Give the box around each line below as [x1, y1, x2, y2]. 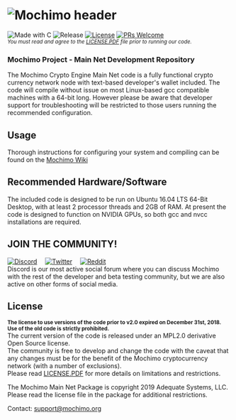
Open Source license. [7, 339, 71, 348]
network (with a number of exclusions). [7, 362, 122, 370]
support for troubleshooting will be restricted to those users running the [7, 101, 217, 109]
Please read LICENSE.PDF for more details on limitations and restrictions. [7, 370, 221, 378]
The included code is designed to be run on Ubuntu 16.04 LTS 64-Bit [7, 195, 208, 203]
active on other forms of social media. [7, 279, 118, 288]
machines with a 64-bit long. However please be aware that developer [7, 93, 213, 102]
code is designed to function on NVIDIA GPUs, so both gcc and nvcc [7, 210, 208, 218]
